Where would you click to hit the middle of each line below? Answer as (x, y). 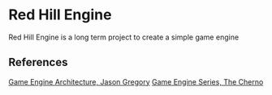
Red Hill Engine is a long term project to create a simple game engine (124, 37)
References (38, 62)
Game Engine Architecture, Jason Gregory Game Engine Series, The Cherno (136, 81)
